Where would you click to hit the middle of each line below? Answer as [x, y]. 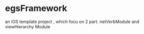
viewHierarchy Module [28, 26]
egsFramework [36, 8]
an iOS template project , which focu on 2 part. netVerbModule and [72, 22]
